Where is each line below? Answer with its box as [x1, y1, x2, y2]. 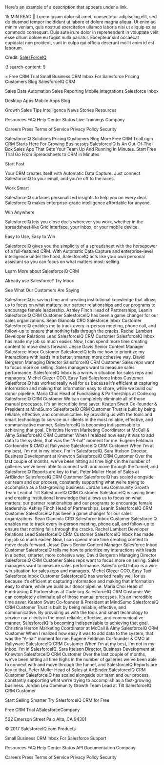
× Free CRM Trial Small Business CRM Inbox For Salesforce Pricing [5, 74, 140, 79]
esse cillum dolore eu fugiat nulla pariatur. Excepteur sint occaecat [5, 34, 139, 40]
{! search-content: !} [5, 64, 46, 70]
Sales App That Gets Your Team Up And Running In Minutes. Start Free [14, 146, 156, 152]
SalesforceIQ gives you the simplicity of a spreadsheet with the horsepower [5, 243, 158, 249]
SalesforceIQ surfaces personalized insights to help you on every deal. [5, 195, 147, 200]
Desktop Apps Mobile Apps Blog [5, 98, 70, 104]
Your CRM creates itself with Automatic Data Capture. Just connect [5, 170, 141, 176]
